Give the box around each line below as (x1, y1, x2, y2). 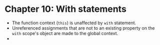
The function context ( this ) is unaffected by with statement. (11, 20, 136, 26)
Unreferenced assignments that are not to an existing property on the (11, 25, 155, 31)
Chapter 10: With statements (4, 3, 127, 15)
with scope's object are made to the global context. (11, 30, 118, 36)
